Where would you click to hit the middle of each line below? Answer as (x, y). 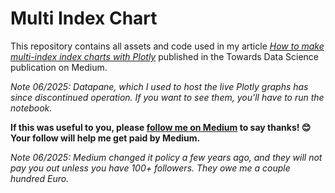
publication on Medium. (59, 67)
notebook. (31, 108)
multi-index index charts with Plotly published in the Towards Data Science (164, 56)
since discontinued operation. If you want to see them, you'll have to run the (167, 97)
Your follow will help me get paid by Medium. (105, 138)
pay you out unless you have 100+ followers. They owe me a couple (150, 168)
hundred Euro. (40, 178)
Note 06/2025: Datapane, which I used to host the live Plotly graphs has (159, 86)
